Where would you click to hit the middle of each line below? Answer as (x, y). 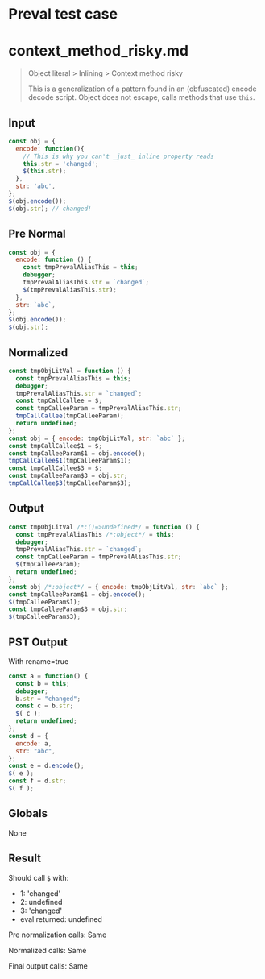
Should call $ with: (39, 877)
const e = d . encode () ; (46, 766)
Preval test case (63, 14)
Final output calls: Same (48, 966)
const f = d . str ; (37, 781)
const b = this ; (43, 683)
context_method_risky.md (99, 51)
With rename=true (39, 661)
